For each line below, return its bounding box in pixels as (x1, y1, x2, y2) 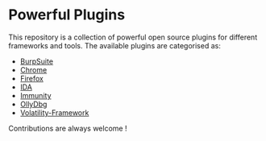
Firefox (19, 73, 44, 83)
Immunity (19, 90, 52, 100)
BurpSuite (19, 56, 54, 66)
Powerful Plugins (8, 6, 126, 24)
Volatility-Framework (19, 107, 89, 118)
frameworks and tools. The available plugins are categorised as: (8, 40, 222, 50)
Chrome (19, 64, 48, 74)
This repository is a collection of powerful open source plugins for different (8, 32, 258, 42)
